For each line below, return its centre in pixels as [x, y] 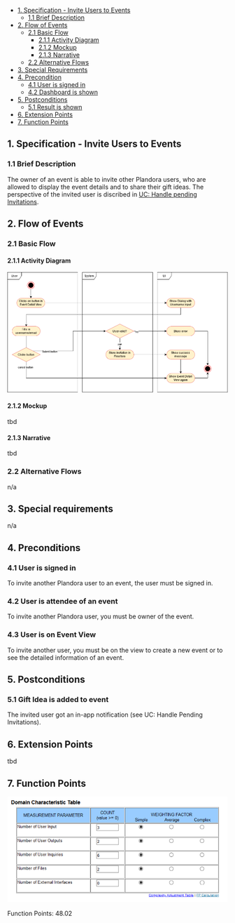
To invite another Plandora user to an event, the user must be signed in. [110, 583]
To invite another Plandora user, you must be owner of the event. [101, 616]
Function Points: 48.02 [40, 913]
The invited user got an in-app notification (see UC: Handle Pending [105, 715]
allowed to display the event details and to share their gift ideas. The [106, 187]
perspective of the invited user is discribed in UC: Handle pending [102, 194]
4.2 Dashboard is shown [63, 92]
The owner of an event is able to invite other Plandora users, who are [107, 179]
